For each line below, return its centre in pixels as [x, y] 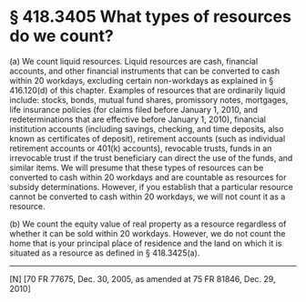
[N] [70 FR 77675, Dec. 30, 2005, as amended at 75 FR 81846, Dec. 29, [143, 278]
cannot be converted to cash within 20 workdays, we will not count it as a [148, 196]
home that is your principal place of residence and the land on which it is [146, 243]
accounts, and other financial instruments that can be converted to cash [145, 71]
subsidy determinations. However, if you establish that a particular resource [151, 186]
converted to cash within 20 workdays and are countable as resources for [148, 177]
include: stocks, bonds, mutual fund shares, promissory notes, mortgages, [149, 100]
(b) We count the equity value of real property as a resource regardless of [148, 224]
